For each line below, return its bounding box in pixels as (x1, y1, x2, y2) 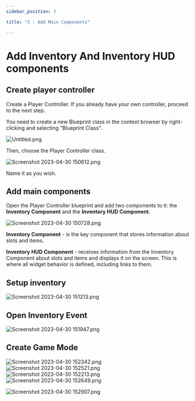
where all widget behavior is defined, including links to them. (6, 261, 153, 268)
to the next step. (6, 106, 46, 114)
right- (169, 118, 183, 125)
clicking (6, 124, 25, 132)
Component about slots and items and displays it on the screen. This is (6, 255, 177, 262)
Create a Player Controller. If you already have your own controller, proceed (6, 101, 189, 108)
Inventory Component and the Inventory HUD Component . (6, 208, 150, 215)
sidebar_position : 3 (6, 8, 57, 15)
